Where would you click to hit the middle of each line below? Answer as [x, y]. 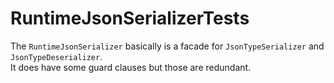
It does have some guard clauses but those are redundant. [131, 67]
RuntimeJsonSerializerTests [130, 18]
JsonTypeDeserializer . [56, 56]
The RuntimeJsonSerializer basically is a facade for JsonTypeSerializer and [167, 46]
